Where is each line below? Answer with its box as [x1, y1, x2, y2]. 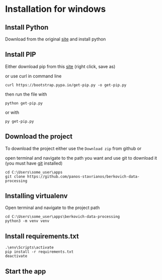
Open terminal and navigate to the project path [5, 205, 100, 210]
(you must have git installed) [5, 160, 63, 166]
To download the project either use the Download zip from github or [5, 145, 142, 151]
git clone [5, 174, 26, 179]
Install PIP [5, 50, 36, 59]
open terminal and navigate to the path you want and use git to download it [5, 155, 158, 161]
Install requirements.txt [5, 232, 79, 240]
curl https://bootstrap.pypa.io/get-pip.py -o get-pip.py [5, 82, 127, 87]
